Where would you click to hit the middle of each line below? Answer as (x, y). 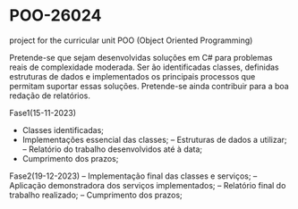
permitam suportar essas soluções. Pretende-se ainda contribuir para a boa (149, 86)
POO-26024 (55, 16)
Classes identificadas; (63, 130)
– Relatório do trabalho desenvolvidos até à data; (112, 149)
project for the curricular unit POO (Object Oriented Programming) (131, 40)
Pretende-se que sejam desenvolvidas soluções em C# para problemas (141, 57)
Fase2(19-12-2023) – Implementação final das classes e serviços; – (133, 176)
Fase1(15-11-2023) (43, 113)
